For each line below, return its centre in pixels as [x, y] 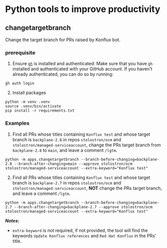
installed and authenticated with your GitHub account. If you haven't [82, 69]
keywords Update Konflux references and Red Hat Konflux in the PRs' [84, 235]
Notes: [12, 220]
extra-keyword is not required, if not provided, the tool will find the [80, 230]
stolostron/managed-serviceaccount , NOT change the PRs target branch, [87, 188]
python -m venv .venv [28, 102]
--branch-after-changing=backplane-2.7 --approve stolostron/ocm [83, 207]
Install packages [29, 93]
